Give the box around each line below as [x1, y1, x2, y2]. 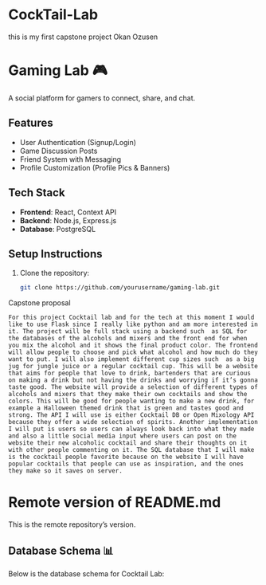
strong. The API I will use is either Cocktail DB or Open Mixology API [8, 411, 255, 419]
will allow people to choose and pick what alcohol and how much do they [8, 348, 259, 356]
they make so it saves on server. [8, 467, 123, 475]
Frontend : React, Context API [19, 207, 117, 217]
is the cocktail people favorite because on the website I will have [8, 453, 244, 461]
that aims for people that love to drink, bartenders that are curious [8, 369, 251, 378]
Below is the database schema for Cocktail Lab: [8, 568, 165, 579]
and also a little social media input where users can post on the [8, 432, 237, 440]
